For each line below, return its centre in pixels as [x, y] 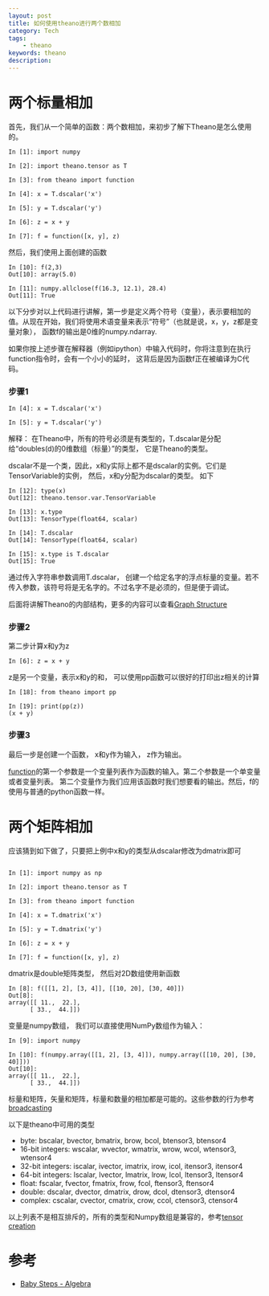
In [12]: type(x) [37, 491]
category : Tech [34, 31]
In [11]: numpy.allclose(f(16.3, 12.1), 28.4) [88, 288]
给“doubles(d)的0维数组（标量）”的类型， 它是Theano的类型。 [110, 449]
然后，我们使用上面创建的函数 [57, 252]
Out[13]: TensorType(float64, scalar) [73, 519]
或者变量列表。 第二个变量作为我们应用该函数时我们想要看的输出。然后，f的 [134, 781]
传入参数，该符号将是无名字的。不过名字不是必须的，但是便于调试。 [121, 587]
